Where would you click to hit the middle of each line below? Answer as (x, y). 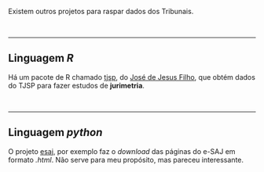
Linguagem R (41, 58)
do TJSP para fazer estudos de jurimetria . (77, 85)
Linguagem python (55, 133)
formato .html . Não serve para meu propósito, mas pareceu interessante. (126, 159)
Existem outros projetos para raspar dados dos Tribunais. (101, 11)
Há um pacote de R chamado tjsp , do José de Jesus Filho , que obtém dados (132, 77)
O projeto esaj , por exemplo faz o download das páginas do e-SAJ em (122, 151)
